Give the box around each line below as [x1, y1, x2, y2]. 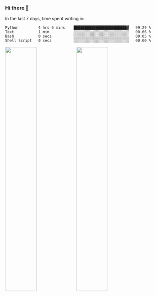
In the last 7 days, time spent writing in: [5, 16, 85, 22]
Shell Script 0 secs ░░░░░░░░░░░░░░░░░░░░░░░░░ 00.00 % [5, 38, 152, 43]
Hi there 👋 [5, 4, 30, 11]
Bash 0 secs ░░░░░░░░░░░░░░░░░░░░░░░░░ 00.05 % [5, 34, 152, 39]
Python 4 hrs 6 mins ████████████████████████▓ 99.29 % [5, 25, 152, 30]
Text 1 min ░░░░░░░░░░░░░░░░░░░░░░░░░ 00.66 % [5, 30, 152, 35]
